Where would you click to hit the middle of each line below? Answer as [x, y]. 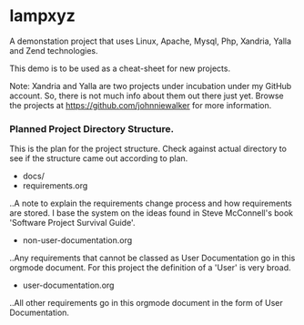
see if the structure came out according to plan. [99, 158]
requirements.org [55, 186]
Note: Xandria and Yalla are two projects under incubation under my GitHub [151, 86]
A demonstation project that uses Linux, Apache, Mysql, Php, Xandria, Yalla [151, 41]
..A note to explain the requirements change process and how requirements [151, 203]
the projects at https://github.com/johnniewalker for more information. [141, 105]
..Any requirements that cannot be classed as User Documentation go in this [152, 258]
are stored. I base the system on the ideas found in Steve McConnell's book [152, 213]
